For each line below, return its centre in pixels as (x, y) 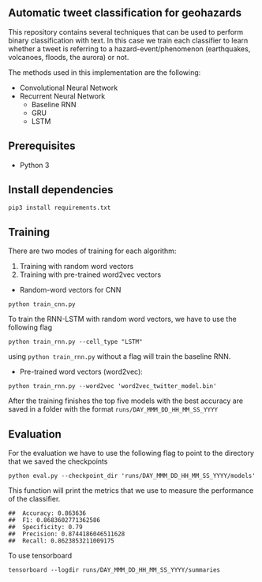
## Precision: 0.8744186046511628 (67, 534)
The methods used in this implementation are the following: (105, 72)
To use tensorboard (40, 556)
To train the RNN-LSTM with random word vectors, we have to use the (122, 319)
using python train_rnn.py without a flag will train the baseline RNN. (120, 356)
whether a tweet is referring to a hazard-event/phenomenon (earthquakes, (129, 48)
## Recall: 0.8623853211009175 (61, 541)
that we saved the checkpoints (58, 461)
